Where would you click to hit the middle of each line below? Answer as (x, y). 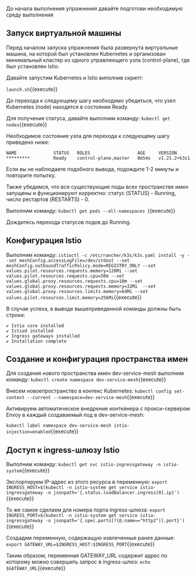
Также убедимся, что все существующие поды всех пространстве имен (97, 187)
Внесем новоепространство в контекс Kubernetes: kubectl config (89, 391)
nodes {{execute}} (27, 124)
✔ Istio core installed (35, 326)
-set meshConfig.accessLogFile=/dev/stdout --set (68, 261)
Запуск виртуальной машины (64, 33)
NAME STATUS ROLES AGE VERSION (92, 153)
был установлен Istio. (33, 66)
